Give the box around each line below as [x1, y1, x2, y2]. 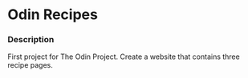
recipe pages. [7, 60, 54, 70]
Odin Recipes [7, 6, 98, 24]
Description [7, 34, 55, 45]
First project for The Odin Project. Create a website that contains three [7, 52, 240, 61]
